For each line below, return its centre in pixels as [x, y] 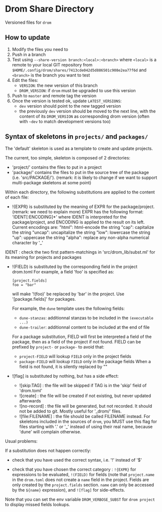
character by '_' [28, 242]
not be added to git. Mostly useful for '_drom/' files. [70, 411]
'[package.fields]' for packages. [44, 299]
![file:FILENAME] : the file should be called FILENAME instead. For [85, 416]
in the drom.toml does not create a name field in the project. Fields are [80, 480]
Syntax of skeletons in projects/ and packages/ [77, 137]
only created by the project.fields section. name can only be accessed [83, 485]
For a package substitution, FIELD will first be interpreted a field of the [82, 336]
